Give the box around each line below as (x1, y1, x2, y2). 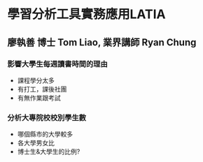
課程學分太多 (17, 76, 55, 84)
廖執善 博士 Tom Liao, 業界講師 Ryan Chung (7, 36, 197, 48)
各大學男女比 (17, 139, 55, 147)
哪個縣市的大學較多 (17, 130, 73, 138)
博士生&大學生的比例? (17, 147, 80, 156)
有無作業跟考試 (17, 94, 61, 102)
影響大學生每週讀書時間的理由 (7, 59, 108, 68)
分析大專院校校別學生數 (7, 112, 86, 122)
